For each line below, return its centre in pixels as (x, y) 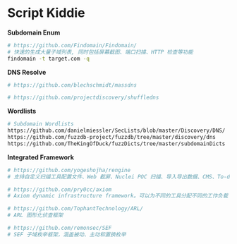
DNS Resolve (27, 72)
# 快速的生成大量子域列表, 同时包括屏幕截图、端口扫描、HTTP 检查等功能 (101, 52)
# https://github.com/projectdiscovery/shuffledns (83, 98)
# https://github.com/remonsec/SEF (60, 228)
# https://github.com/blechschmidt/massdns (72, 85)
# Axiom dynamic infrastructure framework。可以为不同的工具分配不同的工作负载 (118, 196)
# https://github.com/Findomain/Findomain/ (72, 45)
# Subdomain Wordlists (41, 124)
